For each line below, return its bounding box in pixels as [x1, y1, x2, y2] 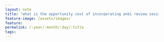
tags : [5, 29, 16, 34]
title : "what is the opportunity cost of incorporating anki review [5, 12, 147, 16]
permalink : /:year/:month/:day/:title [5, 25, 84, 30]
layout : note [5, 7, 32, 12]
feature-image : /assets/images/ [5, 16, 71, 21]
